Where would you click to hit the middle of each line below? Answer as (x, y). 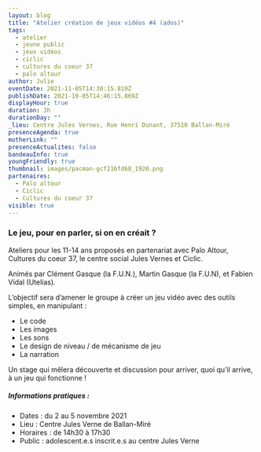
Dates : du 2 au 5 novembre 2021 (73, 415)
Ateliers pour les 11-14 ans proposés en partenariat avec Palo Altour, (118, 250)
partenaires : (29, 176)
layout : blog (29, 15)
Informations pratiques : (49, 396)
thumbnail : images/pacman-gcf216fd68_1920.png (86, 169)
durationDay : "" (35, 118)
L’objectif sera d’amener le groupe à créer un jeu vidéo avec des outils (122, 297)
